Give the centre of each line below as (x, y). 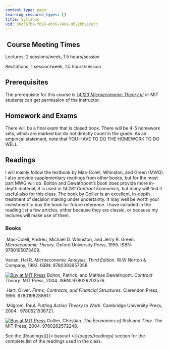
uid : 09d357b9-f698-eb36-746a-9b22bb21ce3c (52, 24)
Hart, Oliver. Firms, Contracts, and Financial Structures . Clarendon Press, (82, 290)
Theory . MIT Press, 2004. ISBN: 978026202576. (55, 280)
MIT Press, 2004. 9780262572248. (42, 326)
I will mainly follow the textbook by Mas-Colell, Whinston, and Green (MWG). (85, 172)
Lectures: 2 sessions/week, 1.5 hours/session (52, 57)
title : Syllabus (22, 19)
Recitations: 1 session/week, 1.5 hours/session (53, 67)
